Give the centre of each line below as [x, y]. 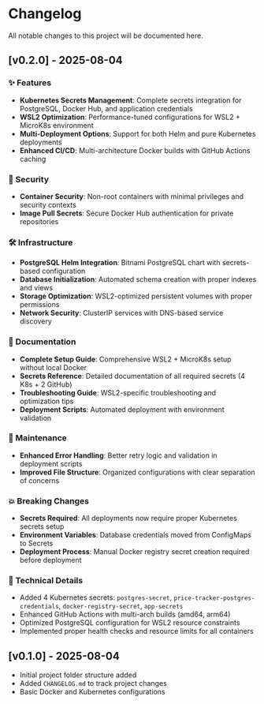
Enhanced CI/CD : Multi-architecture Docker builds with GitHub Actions [135, 150]
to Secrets [36, 543]
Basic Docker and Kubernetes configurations [92, 692]
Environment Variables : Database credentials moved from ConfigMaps [136, 535]
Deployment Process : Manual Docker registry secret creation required [134, 552]
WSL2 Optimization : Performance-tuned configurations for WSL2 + [130, 117]
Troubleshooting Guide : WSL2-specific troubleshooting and [118, 392]
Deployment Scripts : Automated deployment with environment [122, 409]
